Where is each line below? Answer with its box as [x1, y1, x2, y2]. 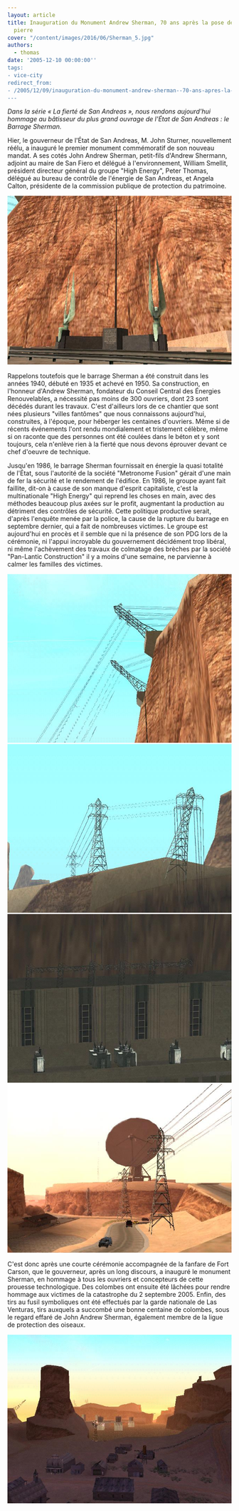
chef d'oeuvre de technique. [7, 448, 91, 456]
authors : [7, 41, 33, 49]
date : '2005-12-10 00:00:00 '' [7, 57, 97, 64]
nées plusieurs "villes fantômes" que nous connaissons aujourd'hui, [7, 410, 206, 418]
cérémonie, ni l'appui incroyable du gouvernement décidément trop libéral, [7, 537, 226, 546]
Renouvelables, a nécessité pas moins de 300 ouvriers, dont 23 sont [7, 395, 208, 403]
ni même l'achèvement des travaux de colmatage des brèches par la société [7, 545, 231, 553]
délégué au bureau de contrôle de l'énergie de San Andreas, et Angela [7, 174, 214, 183]
